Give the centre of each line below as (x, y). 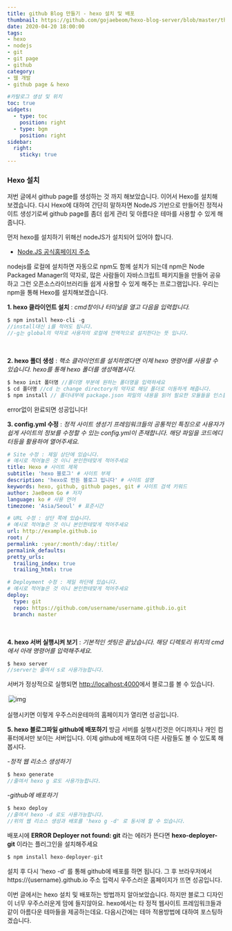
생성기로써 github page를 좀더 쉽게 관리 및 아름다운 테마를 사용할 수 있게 (118, 214)
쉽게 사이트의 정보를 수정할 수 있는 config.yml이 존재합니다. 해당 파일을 (103, 432)
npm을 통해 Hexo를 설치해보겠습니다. (58, 293)
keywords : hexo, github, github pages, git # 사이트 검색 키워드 (97, 486)
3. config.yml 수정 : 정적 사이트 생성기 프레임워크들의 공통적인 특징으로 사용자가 (116, 424)
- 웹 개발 (19, 78)
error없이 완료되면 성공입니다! (47, 409)
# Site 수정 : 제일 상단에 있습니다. (54, 454)
